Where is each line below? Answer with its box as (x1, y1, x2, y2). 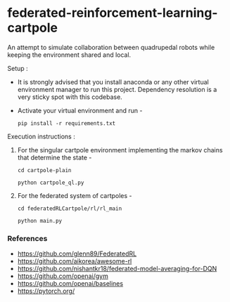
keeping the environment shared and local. (7, 51, 132, 59)
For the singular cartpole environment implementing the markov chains (17, 145, 223, 154)
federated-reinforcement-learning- (7, 5, 218, 21)
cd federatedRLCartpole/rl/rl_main (17, 205, 122, 212)
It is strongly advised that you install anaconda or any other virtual (17, 77, 209, 86)
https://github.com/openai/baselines (17, 280, 124, 288)
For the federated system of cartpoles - (17, 191, 132, 199)
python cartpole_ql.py (17, 179, 84, 186)
